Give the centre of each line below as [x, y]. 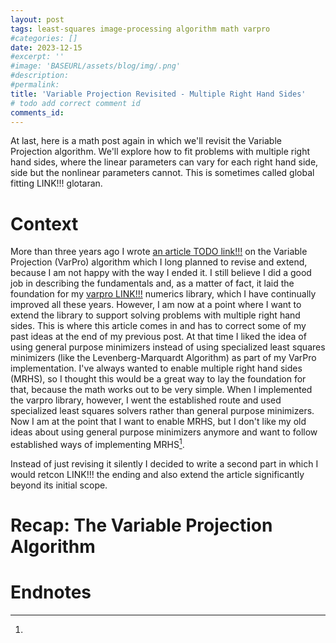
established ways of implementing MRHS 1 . [97, 443]
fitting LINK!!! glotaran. [56, 183]
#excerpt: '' [37, 57]
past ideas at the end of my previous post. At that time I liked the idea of [158, 337]
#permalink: [35, 85]
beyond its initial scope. [59, 485]
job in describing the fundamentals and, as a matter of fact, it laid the [152, 283]
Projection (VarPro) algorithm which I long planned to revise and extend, [159, 262]
